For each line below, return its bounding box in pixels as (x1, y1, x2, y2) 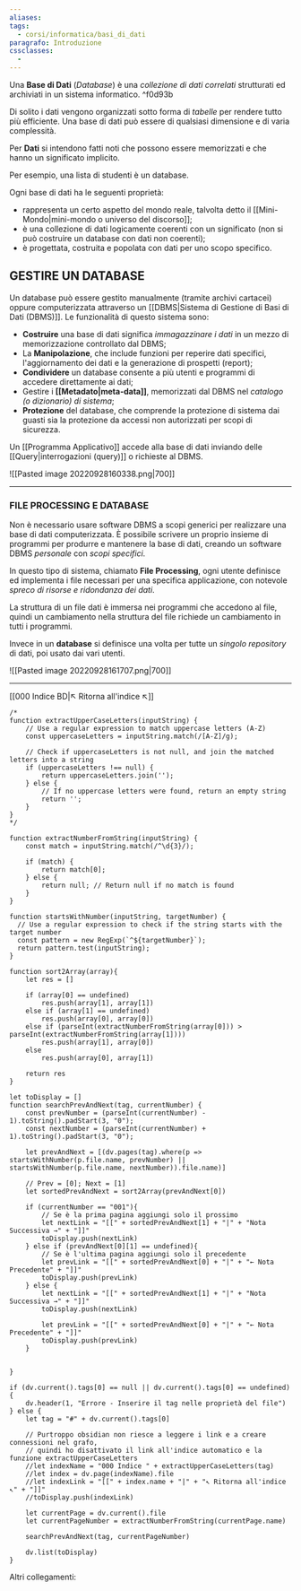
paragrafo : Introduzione (9, 38, 102, 48)
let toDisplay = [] (9, 1093, 82, 1102)
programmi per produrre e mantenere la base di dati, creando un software (9, 539, 282, 550)
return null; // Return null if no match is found (41, 881, 235, 891)
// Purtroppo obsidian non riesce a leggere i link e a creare (25, 1430, 267, 1439)
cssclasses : (9, 47, 54, 56)
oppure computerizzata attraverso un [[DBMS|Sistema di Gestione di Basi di (9, 301, 289, 312)
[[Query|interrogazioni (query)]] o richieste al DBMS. (9, 450, 203, 462)
